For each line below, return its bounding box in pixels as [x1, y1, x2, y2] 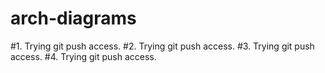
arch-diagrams [10, 7, 137, 30]
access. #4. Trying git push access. [10, 50, 157, 62]
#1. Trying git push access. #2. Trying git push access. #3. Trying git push [10, 40, 315, 52]
